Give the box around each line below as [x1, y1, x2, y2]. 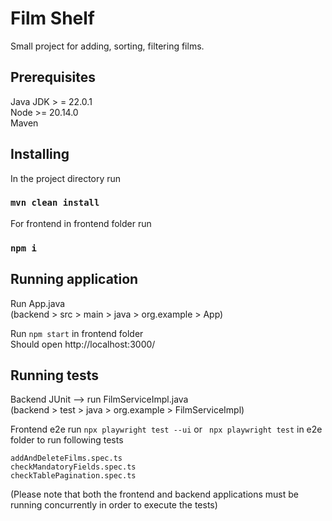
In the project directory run [10, 172, 122, 184]
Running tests [10, 367, 100, 384]
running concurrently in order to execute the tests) [10, 499, 218, 511]
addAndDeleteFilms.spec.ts [10, 453, 123, 464]
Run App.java [10, 297, 66, 309]
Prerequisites [10, 69, 96, 86]
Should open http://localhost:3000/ [10, 338, 156, 350]
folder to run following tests [10, 434, 124, 446]
